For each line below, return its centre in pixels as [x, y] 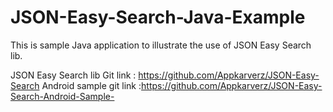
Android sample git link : [91, 85]
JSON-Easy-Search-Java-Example [158, 17]
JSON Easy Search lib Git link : [73, 75]
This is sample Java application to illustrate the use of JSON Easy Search [161, 45]
